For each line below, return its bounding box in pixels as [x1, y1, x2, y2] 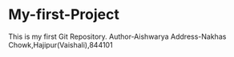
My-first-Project [8, 6, 120, 24]
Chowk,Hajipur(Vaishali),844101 [8, 40, 114, 49]
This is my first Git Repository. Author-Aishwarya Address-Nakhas [8, 32, 227, 41]
